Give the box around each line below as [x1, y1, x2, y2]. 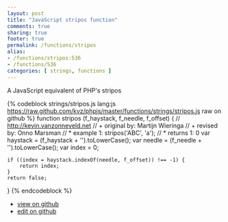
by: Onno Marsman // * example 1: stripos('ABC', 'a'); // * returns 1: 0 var [7, 128, 210, 137]
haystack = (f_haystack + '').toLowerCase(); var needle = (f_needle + [7, 136, 202, 144]
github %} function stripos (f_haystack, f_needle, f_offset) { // [7, 114, 180, 122]
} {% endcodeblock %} [7, 186, 73, 195]
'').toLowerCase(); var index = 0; [7, 143, 99, 151]
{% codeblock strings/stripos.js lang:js [7, 99, 116, 108]
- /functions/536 [7, 61, 57, 68]
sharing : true [7, 29, 48, 36]
